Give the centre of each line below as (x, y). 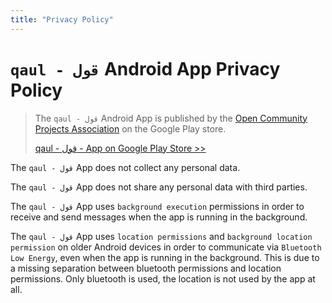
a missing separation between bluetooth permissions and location (146, 268)
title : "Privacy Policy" (62, 19)
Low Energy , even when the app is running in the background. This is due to (165, 257)
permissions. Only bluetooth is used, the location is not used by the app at (163, 278)
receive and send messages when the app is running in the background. (159, 217)
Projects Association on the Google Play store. (130, 128)
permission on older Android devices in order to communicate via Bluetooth (166, 247)
